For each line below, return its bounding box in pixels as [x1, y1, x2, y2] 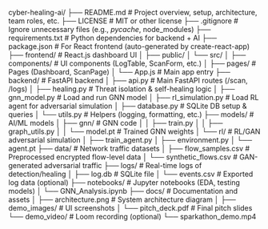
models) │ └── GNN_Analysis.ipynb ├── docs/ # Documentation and [8, 187, 238, 195]
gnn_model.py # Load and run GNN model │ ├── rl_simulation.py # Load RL [8, 93, 259, 102]
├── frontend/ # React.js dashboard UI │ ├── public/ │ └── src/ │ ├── [8, 50, 246, 59]
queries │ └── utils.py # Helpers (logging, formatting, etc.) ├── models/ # [8, 110, 254, 119]
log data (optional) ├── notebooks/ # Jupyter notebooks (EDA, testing [8, 178, 240, 187]
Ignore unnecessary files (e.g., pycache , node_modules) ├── [8, 25, 211, 34]
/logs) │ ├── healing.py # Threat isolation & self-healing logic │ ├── [8, 84, 235, 94]
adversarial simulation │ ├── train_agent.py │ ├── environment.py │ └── [8, 135, 253, 144]
